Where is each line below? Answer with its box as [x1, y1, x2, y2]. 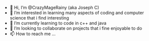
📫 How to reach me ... [9, 31, 56, 37]
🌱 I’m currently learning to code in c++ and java [9, 20, 107, 26]
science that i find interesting [9, 15, 69, 20]
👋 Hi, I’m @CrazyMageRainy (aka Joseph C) [9, 5, 100, 10]
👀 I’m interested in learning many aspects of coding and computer [9, 10, 144, 16]
